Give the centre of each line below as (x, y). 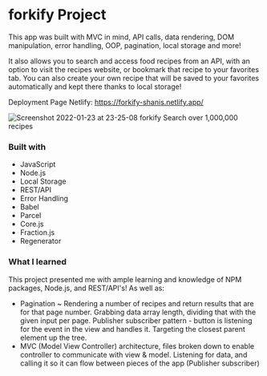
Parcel (30, 216)
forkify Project (57, 15)
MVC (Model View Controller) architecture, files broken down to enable (137, 346)
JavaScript (38, 164)
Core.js (32, 224)
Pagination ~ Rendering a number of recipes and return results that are (137, 303)
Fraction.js (37, 232)
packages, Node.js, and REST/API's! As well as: (86, 288)
